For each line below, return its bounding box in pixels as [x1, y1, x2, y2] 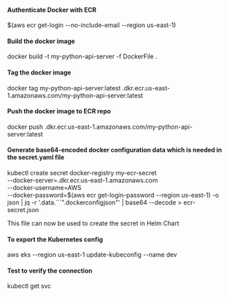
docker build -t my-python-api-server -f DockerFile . [7, 52, 158, 61]
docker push [7, 122, 44, 131]
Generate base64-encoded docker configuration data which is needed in [7, 146, 222, 154]
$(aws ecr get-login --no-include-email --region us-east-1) [7, 21, 176, 29]
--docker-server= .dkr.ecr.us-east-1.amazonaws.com [7, 176, 158, 184]
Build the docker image [7, 37, 75, 45]
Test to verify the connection [7, 266, 92, 275]
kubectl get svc [7, 282, 51, 290]
